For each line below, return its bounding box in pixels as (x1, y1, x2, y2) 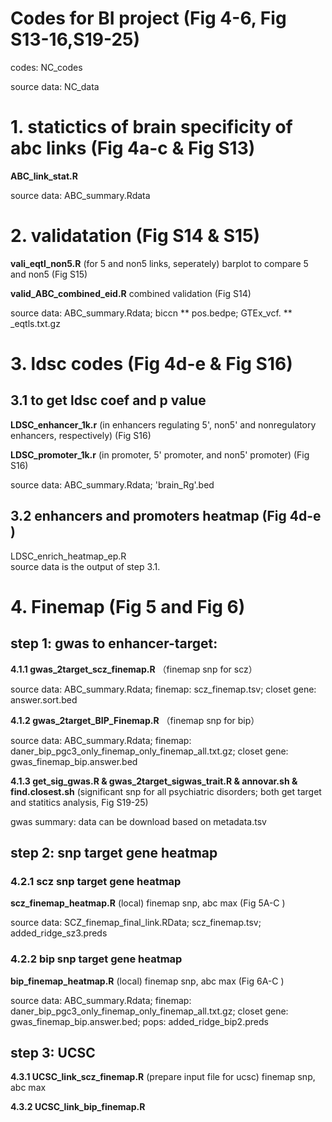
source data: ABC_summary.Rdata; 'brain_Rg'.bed (10, 478, 215, 491)
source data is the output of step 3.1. (10, 560, 161, 572)
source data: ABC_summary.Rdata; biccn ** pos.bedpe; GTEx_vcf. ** (10, 307, 293, 319)
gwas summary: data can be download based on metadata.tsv (10, 815, 267, 827)
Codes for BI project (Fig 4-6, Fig (10, 7, 287, 30)
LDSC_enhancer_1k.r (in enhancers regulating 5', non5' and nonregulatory (10, 418, 317, 431)
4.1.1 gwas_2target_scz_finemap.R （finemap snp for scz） (10, 663, 258, 675)
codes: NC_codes (10, 61, 83, 73)
